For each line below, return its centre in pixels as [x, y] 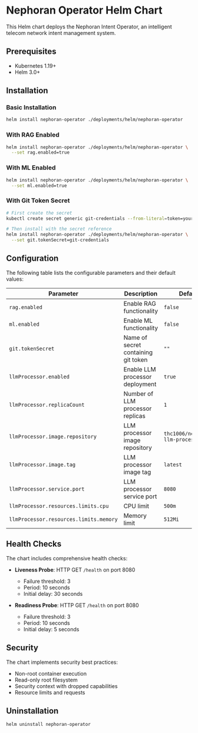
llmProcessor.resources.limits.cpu [59, 506]
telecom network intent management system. [61, 33]
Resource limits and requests [50, 692]
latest [173, 464]
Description [141, 293]
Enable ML [138, 320]
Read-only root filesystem [46, 680]
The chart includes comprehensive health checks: [67, 558]
